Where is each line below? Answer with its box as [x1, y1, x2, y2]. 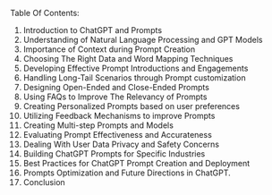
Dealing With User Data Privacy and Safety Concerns [22, 139, 220, 149]
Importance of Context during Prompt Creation [22, 44, 196, 55]
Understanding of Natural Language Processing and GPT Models [22, 35, 263, 45]
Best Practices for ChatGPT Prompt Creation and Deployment [22, 158, 251, 168]
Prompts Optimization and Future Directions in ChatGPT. [22, 167, 231, 178]
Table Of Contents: [10, 8, 80, 18]
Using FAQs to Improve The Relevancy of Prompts [22, 91, 208, 102]
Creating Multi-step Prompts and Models [22, 120, 174, 131]
